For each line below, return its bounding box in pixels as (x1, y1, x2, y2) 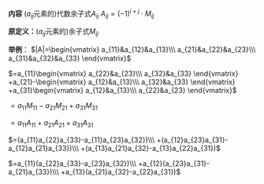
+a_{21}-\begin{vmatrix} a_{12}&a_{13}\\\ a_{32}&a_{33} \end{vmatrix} (8, 77, 236, 86)
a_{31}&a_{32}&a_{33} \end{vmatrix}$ (8, 53, 132, 63)
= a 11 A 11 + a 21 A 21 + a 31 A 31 (10, 118, 94, 129)
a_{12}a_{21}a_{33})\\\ (8, 143, 80, 153)
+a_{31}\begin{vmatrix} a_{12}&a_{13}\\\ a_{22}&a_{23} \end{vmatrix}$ (8, 86, 237, 95)
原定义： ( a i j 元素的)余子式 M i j (8, 27, 99, 39)
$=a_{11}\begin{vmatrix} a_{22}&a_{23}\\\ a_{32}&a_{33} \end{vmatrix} (8, 69, 239, 79)
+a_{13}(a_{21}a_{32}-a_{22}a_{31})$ (60, 167, 181, 176)
